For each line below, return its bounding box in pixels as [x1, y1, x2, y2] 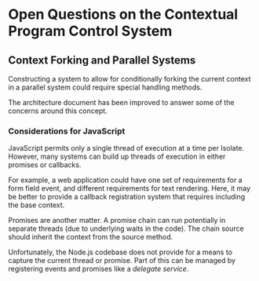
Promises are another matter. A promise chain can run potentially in [8, 216, 226, 225]
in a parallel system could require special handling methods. [8, 82, 202, 92]
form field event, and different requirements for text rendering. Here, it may [8, 184, 251, 193]
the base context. [8, 200, 65, 210]
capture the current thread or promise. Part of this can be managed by [8, 256, 236, 265]
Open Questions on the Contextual [8, 5, 239, 24]
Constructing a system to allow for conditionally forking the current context [8, 75, 251, 83]
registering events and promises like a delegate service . [8, 265, 189, 274]
